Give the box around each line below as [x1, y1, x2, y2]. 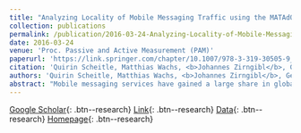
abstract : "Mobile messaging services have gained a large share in [9, 79, 271, 88]
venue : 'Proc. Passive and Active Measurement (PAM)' [9, 46, 215, 55]
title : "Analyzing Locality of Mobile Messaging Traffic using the [9, 12, 267, 22]
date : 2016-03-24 [9, 37, 74, 47]
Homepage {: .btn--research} [47, 113, 154, 124]
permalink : [9, 29, 50, 38]
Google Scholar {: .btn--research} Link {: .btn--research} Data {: [9, 104, 239, 114]
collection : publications [9, 21, 106, 30]
